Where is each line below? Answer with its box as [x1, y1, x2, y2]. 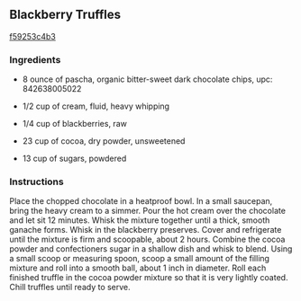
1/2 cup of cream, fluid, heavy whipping [22, 101, 169, 111]
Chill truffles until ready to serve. [9, 282, 131, 293]
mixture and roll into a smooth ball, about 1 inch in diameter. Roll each [9, 262, 267, 273]
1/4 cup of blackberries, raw [22, 119, 128, 129]
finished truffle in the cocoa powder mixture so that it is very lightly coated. [9, 272, 288, 283]
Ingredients [9, 53, 61, 66]
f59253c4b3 [9, 31, 56, 41]
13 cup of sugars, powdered [22, 153, 127, 164]
